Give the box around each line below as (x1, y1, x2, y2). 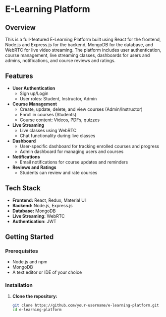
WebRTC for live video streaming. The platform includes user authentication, (5, 47, 162, 53)
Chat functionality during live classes (19, 133, 96, 139)
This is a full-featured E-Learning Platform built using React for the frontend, (5, 36, 161, 42)
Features (5, 72, 33, 80)
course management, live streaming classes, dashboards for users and (5, 52, 150, 58)
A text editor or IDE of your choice (12, 269, 82, 275)
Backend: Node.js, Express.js (12, 202, 73, 208)
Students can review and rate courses (19, 169, 98, 175)
